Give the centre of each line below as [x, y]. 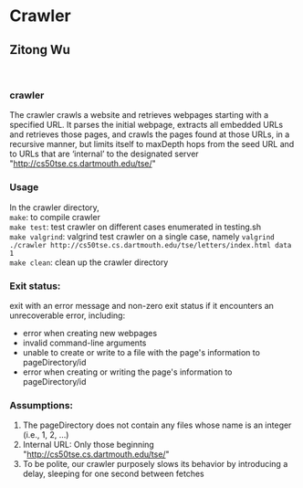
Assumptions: [42, 405]
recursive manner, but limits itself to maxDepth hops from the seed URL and [152, 144]
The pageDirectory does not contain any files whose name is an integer [157, 425]
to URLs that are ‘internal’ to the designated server [104, 154]
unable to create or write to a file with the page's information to [141, 352]
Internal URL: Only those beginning [89, 445]
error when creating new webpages [90, 333]
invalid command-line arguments [84, 343]
